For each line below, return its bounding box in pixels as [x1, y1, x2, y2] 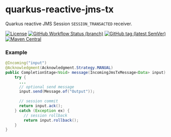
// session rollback [24, 113, 68, 118]
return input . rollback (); [24, 118, 79, 123]
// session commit [18, 99, 58, 104]
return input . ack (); [18, 104, 63, 109]
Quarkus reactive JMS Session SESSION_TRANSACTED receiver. [5, 21, 132, 27]
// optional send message [18, 84, 74, 89]
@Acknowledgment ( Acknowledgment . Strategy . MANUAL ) [5, 65, 114, 70]
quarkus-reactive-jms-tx [5, 4, 114, 15]
